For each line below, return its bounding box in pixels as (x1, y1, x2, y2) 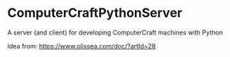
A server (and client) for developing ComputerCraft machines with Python (7, 28, 224, 37)
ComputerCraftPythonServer (7, 5, 182, 21)
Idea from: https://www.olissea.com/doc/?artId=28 (7, 42, 156, 50)
